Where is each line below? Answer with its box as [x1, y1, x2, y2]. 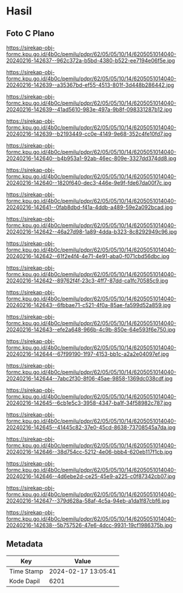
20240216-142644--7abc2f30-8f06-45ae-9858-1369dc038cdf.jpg [6, 375, 173, 382]
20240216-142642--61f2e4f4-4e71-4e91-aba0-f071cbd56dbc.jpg [6, 253, 170, 259]
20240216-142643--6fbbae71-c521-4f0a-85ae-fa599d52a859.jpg [6, 302, 171, 308]
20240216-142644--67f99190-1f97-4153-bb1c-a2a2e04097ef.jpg [6, 350, 169, 358]
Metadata [6, 539, 43, 549]
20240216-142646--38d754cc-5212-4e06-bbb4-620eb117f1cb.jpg [6, 449, 173, 455]
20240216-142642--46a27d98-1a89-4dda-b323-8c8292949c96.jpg [6, 228, 177, 235]
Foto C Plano [6, 28, 55, 39]
